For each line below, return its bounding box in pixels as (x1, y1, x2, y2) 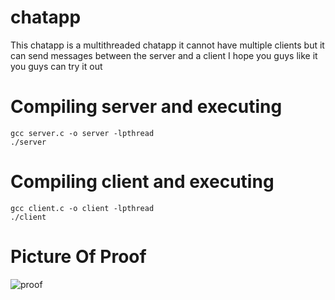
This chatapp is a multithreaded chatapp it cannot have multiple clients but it (10, 39, 325, 51)
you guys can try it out (10, 60, 103, 72)
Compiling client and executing (10, 171, 275, 193)
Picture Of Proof (10, 246, 147, 268)
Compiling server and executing (10, 96, 283, 118)
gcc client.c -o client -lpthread (10, 203, 155, 213)
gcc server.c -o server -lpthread (10, 128, 155, 138)
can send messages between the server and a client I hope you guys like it (10, 49, 318, 61)
